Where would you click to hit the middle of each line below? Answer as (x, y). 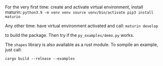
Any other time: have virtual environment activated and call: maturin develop (81, 26)
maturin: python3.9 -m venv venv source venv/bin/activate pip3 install (79, 12)
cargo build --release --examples (40, 59)
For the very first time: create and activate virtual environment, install (74, 7)
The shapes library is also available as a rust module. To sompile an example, (81, 45)
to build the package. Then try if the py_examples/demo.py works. (70, 35)
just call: (13, 50)
